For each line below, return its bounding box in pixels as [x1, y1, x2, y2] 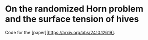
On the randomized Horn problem [5, 3, 144, 14]
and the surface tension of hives [5, 13, 139, 25]
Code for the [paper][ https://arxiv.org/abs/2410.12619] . [5, 29, 116, 35]
